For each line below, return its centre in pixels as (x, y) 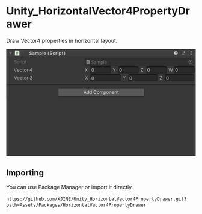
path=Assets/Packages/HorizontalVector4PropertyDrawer (76, 205)
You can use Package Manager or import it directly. (70, 187)
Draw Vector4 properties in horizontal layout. (62, 40)
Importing (25, 173)
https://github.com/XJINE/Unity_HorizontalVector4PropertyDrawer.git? (96, 199)
